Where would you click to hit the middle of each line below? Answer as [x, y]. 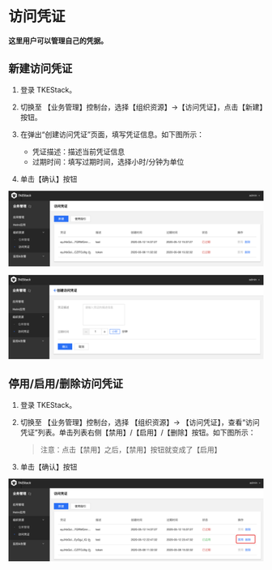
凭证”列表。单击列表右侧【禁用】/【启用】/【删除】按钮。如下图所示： [138, 432]
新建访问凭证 [40, 69]
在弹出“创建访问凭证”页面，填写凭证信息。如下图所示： [112, 134]
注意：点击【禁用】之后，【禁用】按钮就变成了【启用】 [131, 449]
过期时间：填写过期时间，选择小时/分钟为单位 [108, 161]
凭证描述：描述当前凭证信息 [79, 152]
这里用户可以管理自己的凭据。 [58, 41]
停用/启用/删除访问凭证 [66, 384]
